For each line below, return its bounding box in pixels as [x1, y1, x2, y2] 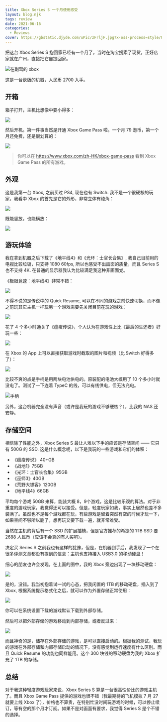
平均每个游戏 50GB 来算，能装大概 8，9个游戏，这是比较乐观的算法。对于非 [5, 498, 161, 504]
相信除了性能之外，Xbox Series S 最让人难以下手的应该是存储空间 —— [5, 440, 150, 446]
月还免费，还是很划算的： [5, 133, 58, 139]
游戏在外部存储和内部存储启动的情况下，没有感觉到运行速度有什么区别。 [9, 644, 158, 650]
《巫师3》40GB [12, 476, 45, 481]
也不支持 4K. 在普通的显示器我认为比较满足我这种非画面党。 [5, 267, 128, 273]
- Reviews [9, 30, 30, 35]
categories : [5, 26, 30, 31]
